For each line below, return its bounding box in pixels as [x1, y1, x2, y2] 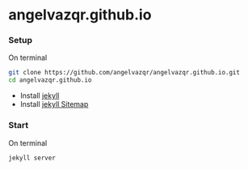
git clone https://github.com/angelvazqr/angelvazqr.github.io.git [8, 69, 241, 77]
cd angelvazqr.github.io [8, 76, 92, 84]
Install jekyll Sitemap [19, 100, 89, 109]
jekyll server [8, 154, 57, 162]
